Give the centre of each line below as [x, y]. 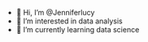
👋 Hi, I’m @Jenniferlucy [55, 13]
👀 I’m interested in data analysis [70, 21]
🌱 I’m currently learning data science [78, 29]
